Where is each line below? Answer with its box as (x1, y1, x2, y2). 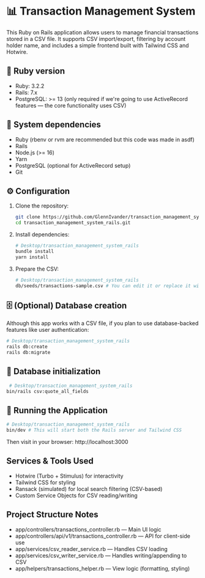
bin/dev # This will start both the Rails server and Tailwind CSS (6, 427, 182, 433)
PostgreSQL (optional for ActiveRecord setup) (15, 162, 131, 169)
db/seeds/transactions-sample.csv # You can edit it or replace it (15, 282, 191, 289)
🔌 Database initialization (6, 366, 101, 377)
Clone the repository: (15, 202, 69, 209)
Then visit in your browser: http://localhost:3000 (6, 438, 129, 446)
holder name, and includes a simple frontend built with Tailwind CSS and (6, 42, 189, 49)
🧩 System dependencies (6, 119, 101, 130)
